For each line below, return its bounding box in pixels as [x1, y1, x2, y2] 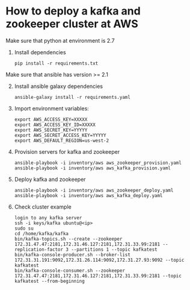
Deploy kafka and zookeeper [14, 175, 86, 183]
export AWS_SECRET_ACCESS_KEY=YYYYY [14, 132, 106, 138]
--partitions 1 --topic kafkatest [71, 246, 158, 253]
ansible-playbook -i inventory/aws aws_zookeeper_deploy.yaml [14, 187, 174, 194]
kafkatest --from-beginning [14, 278, 85, 284]
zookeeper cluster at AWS [5, 17, 139, 31]
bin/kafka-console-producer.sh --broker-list [14, 251, 130, 257]
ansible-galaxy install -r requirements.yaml [14, 94, 130, 100]
